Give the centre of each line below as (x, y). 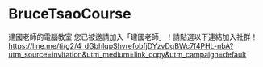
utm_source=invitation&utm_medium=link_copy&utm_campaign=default (127, 54)
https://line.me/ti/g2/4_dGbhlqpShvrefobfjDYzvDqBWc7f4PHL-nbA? (121, 45)
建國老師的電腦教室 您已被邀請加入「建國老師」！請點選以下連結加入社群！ (133, 37)
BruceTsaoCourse (70, 14)
